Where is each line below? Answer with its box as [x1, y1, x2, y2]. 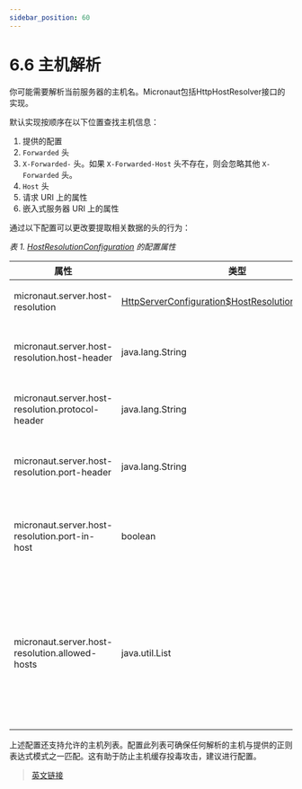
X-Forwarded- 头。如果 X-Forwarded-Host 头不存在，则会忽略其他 [22, 158, 261, 169]
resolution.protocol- [13, 403, 100, 415]
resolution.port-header [13, 465, 112, 478]
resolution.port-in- [13, 529, 95, 542]
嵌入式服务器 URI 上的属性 [22, 203, 120, 214]
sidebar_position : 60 [9, 13, 91, 22]
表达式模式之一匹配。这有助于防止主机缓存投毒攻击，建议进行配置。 [9, 750, 262, 761]
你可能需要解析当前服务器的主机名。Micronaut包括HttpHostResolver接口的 [9, 86, 286, 97]
